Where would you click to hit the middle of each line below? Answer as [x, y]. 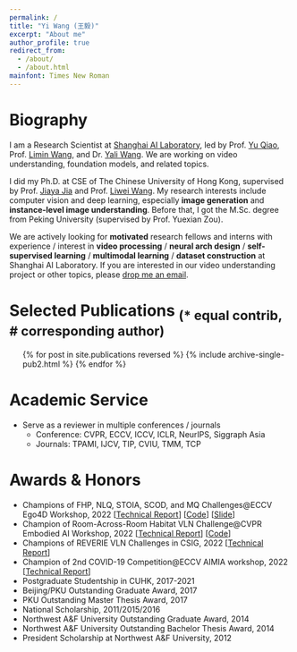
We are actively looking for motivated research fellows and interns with [141, 236]
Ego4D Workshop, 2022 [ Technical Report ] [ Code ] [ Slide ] [128, 514]
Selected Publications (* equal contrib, [146, 312]
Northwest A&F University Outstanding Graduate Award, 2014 [136, 619]
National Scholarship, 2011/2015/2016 [91, 610]
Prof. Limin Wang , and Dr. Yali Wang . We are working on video [123, 154]
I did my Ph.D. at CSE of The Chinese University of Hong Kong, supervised [147, 181]
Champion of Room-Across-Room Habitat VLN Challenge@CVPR [142, 524]
